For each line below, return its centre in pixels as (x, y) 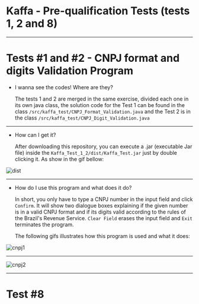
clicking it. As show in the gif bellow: (59, 159)
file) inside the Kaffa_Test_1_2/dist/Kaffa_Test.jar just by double (96, 152)
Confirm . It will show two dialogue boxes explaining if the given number (101, 205)
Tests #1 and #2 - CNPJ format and (93, 58)
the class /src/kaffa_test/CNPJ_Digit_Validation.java (82, 118)
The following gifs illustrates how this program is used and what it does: (102, 236)
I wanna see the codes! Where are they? (64, 87)
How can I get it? (35, 134)
